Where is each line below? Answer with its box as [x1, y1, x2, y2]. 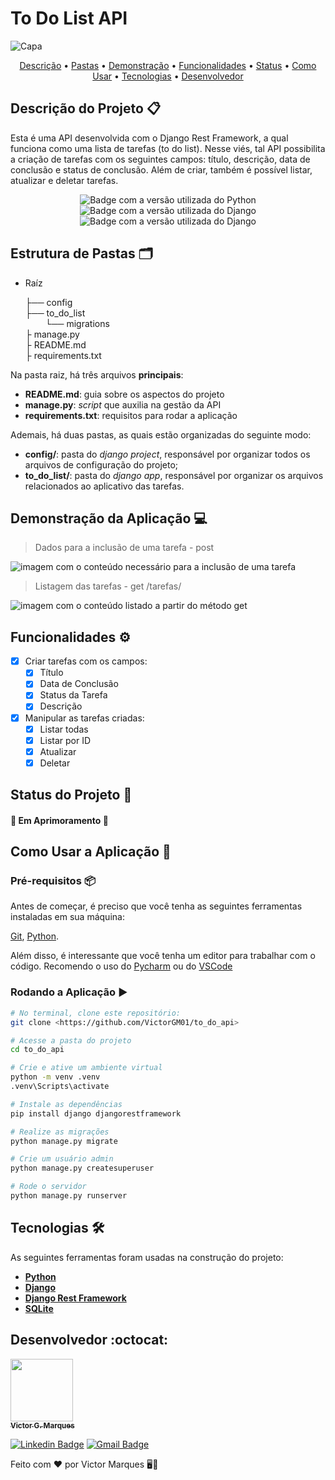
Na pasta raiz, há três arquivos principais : [10, 368, 184, 381]
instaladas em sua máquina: [10, 911, 125, 923]
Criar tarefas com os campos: [24, 655, 148, 667]
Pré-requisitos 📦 [10, 874, 96, 888]
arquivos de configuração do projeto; [24, 458, 179, 471]
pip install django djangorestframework [10, 1108, 182, 1119]
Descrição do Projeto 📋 [10, 100, 161, 117]
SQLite [24, 1302, 54, 1314]
